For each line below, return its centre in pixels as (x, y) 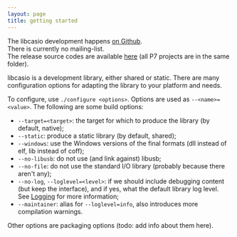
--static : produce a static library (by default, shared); (97, 136)
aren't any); (35, 173)
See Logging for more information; (68, 196)
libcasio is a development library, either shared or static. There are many (114, 77)
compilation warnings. (50, 211)
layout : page (27, 14)
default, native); (41, 128)
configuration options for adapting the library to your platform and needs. (115, 85)
